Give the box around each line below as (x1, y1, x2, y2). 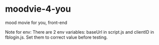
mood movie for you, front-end (5, 20, 68, 25)
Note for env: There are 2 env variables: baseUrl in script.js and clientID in (5, 29, 154, 35)
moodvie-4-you (5, 3, 71, 15)
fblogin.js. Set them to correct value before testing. (5, 34, 108, 40)
